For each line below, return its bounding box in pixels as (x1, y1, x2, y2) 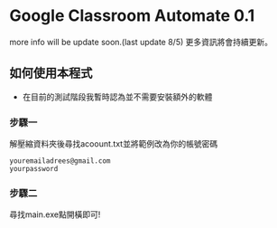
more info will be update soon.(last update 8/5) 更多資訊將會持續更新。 (9, 36, 273, 47)
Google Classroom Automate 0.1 (9, 5, 255, 26)
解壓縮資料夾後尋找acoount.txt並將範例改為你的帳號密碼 (9, 138, 218, 149)
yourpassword (9, 165, 59, 174)
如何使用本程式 (9, 65, 93, 81)
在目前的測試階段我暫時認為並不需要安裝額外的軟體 (22, 91, 213, 102)
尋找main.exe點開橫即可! (9, 209, 101, 220)
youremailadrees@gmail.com (9, 157, 111, 166)
